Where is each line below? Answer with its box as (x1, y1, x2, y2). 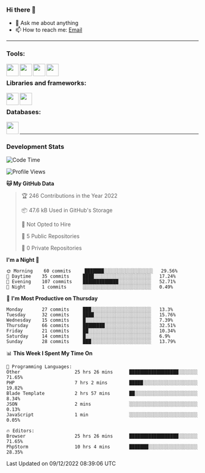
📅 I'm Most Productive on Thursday (6, 295, 98, 302)
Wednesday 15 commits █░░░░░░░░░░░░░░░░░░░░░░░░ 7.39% (6, 317, 173, 323)
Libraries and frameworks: (6, 79, 87, 87)
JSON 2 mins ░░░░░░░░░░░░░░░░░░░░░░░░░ (6, 401, 198, 408)
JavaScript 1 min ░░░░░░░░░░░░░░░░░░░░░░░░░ (6, 412, 198, 418)
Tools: (6, 49, 26, 58)
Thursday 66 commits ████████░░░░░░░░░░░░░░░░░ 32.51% (6, 323, 176, 329)
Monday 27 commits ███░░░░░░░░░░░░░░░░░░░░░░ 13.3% (6, 306, 173, 313)
